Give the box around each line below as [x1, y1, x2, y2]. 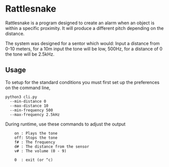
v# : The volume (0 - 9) [14, 148, 67, 153]
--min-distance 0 [10, 99, 47, 104]
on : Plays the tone [14, 131, 58, 136]
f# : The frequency [14, 140, 56, 145]
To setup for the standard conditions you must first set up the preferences [5, 79, 160, 85]
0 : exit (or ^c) [14, 157, 53, 162]
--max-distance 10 [10, 103, 49, 108]
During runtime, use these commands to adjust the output [5, 121, 125, 127]
